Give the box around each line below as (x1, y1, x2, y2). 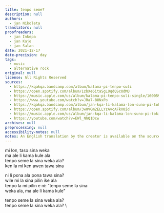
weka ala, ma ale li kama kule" (5, 188, 66, 194)
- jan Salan (9, 43, 34, 48)
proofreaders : (5, 30, 34, 35)
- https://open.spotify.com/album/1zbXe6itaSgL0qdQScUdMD (9, 89, 130, 94)
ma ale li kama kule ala (5, 153, 51, 158)
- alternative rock (9, 66, 49, 71)
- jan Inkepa (9, 35, 36, 39)
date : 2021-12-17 (5, 48, 41, 53)
